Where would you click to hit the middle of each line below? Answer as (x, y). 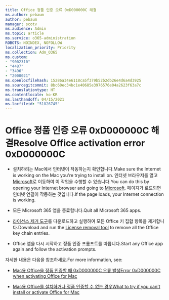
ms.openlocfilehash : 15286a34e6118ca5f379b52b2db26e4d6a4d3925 (73, 80)
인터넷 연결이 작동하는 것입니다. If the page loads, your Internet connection (88, 194)
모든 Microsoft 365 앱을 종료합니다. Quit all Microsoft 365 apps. (77, 210)
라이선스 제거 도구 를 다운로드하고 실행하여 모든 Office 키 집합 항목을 (80, 221)
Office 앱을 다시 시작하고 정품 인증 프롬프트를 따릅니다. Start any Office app (88, 244)
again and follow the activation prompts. (54, 249)
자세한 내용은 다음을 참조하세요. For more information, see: (64, 260)
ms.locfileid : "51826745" (32, 104)
